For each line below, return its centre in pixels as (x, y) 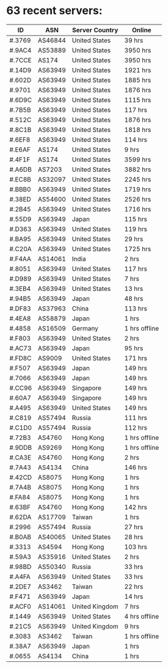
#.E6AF (20, 149)
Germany (85, 328)
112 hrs (136, 427)
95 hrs (134, 348)
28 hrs (134, 537)
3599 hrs (138, 160)
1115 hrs (138, 100)
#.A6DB (20, 169)
